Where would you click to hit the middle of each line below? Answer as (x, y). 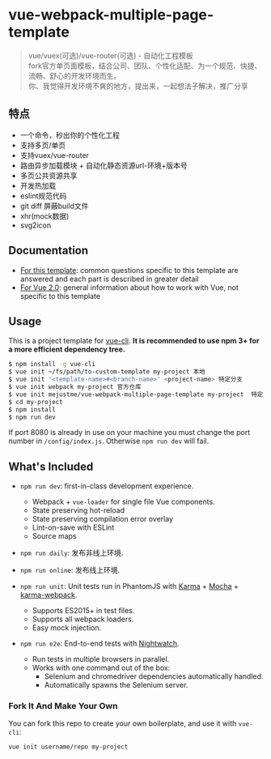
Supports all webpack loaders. (83, 619)
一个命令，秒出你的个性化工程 (70, 134)
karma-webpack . (49, 595)
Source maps (54, 536)
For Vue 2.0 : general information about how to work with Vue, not (129, 287)
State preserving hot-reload (78, 510)
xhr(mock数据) (44, 215)
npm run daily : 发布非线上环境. (72, 553)
